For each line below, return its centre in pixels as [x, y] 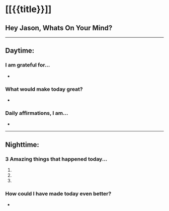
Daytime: [20, 51]
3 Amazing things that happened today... [56, 159]
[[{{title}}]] [28, 9]
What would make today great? [44, 89]
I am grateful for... [28, 65]
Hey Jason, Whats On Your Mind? [59, 28]
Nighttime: [22, 145]
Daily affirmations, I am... [37, 113]
